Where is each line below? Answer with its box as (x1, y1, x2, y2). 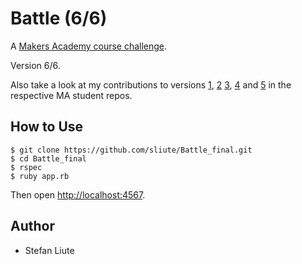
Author (10, 218, 55, 235)
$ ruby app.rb (10, 171, 70, 181)
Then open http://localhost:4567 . (10, 188, 146, 201)
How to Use (10, 118, 84, 136)
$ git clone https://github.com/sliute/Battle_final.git (10, 145, 253, 155)
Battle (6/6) (10, 7, 108, 30)
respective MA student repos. (10, 89, 133, 101)
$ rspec (10, 162, 43, 172)
